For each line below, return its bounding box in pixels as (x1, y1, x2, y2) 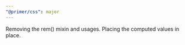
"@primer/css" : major (5, 8, 60, 15)
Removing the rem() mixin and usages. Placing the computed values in (5, 25, 180, 32)
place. (5, 31, 22, 39)
